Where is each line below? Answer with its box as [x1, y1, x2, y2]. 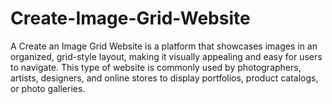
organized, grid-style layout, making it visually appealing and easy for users [10, 50, 323, 62]
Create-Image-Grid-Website [10, 7, 251, 30]
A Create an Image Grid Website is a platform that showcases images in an [10, 40, 318, 52]
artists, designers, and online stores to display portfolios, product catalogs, [10, 72, 319, 84]
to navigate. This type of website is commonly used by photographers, [10, 61, 302, 73]
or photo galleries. [10, 82, 86, 94]
